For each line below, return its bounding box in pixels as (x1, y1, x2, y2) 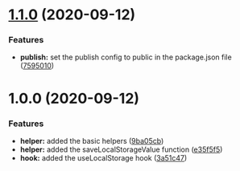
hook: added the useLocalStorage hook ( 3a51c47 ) (19, 153, 188, 162)
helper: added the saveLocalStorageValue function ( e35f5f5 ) (19, 145, 223, 154)
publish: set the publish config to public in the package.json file (19, 52, 232, 62)
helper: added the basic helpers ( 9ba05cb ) (19, 136, 164, 145)
